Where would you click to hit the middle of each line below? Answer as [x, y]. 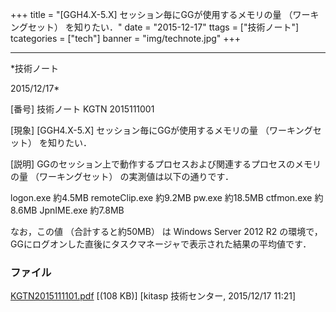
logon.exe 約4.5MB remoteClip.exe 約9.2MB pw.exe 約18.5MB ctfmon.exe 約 [167, 197]
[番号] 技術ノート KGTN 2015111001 [82, 109]
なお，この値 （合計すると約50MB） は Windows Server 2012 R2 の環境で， [166, 231]
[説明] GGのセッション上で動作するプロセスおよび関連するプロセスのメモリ [166, 164]
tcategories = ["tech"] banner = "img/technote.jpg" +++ [126, 38]
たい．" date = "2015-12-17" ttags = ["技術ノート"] [195, 27]
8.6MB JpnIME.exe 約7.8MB [67, 210]
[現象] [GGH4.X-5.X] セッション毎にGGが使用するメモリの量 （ [140, 130]
